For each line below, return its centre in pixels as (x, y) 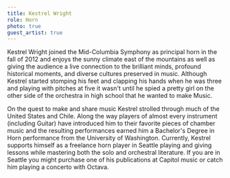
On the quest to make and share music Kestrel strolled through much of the (113, 109)
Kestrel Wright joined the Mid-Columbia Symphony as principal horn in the (112, 52)
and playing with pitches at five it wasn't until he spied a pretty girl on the (111, 88)
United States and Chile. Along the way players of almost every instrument (112, 116)
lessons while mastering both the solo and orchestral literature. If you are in (114, 153)
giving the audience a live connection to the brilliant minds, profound (104, 66)
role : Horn (23, 20)
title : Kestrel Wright (39, 13)
